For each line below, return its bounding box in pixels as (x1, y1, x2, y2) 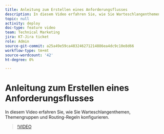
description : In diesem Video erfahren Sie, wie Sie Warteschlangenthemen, (5, 12, 163, 17)
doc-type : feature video (5, 25, 56, 30)
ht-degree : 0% (5, 57, 34, 62)
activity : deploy (5, 21, 41, 26)
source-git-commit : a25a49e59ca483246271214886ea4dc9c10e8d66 (5, 44, 134, 48)
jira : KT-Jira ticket (5, 35, 49, 40)
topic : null (5, 16, 29, 21)
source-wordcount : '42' (5, 52, 54, 58)
